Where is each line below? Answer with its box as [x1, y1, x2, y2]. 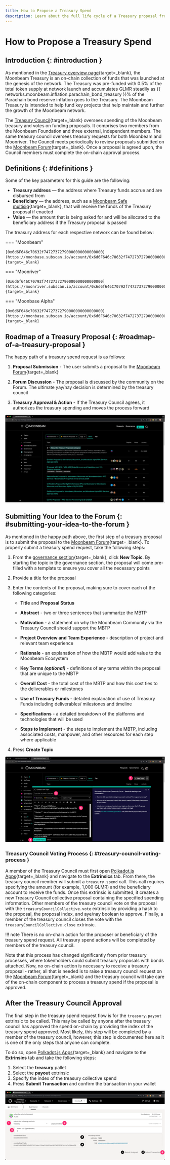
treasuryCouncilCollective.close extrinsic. [5, 922, 96, 928]
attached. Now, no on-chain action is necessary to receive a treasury [5, 963, 149, 969]
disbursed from [12, 193, 45, 199]
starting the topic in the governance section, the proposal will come [12, 559, 153, 566]
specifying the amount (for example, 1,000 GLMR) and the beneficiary [5, 884, 151, 890]
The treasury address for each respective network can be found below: [5, 230, 154, 236]
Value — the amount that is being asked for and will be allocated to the [12, 214, 161, 220]
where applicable [20, 736, 57, 742]
